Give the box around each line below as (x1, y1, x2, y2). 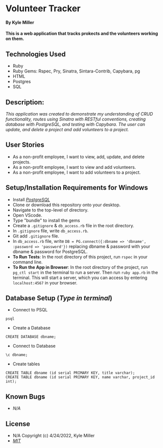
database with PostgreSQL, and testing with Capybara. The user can (5, 121, 145, 127)
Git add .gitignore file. (12, 233, 59, 239)
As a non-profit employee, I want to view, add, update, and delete (12, 154, 145, 160)
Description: (5, 98, 45, 106)
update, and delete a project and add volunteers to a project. (5, 127, 129, 132)
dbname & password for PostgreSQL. (12, 248, 88, 255)
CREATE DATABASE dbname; (5, 334, 56, 339)
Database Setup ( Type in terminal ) (5, 294, 113, 303)
